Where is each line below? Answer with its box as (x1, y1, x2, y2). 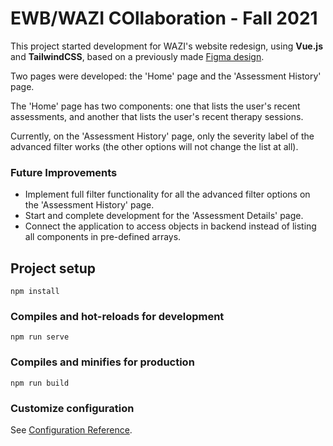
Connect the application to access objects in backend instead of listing (24, 220, 317, 232)
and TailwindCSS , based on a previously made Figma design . (10, 50, 265, 62)
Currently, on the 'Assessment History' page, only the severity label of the (10, 130, 315, 142)
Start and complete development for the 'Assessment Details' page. (24, 210, 304, 222)
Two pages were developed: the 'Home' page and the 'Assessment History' (10, 70, 322, 82)
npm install (10, 287, 60, 297)
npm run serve (10, 332, 70, 342)
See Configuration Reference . (10, 423, 133, 436)
